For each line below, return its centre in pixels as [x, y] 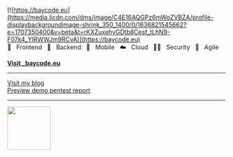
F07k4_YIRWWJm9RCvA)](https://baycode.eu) [74, 39]
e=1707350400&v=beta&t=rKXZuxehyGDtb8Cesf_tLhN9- [89, 32]
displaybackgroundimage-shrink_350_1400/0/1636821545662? [97, 25]
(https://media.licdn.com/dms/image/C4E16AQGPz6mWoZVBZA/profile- [110, 17]
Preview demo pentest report [49, 90]
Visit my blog [26, 83]
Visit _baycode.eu [34, 63]
